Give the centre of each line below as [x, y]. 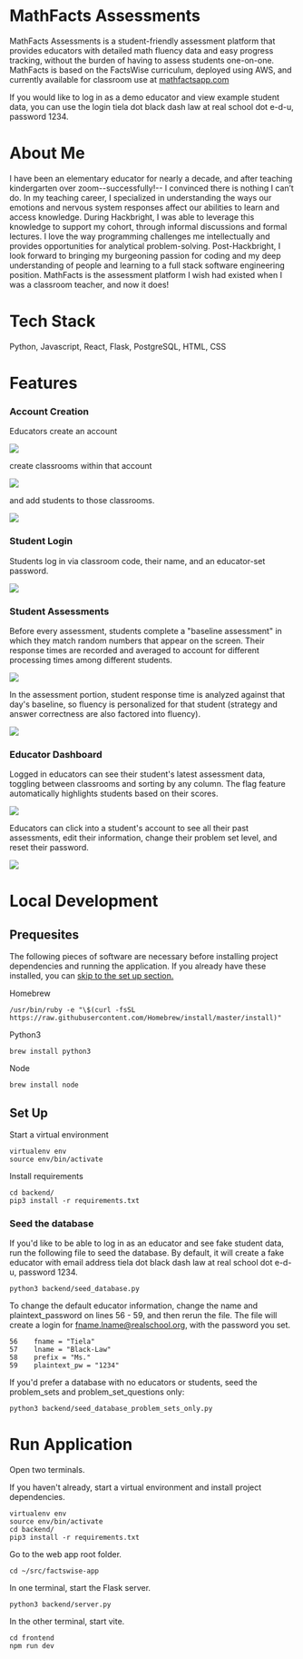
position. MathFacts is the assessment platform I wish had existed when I [146, 274]
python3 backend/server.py [60, 1604]
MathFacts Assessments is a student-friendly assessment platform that [142, 41]
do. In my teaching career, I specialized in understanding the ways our [141, 197]
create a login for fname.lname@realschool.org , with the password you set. [150, 1325]
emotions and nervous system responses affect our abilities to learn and [144, 207]
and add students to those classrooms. [82, 501]
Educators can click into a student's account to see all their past [129, 829]
